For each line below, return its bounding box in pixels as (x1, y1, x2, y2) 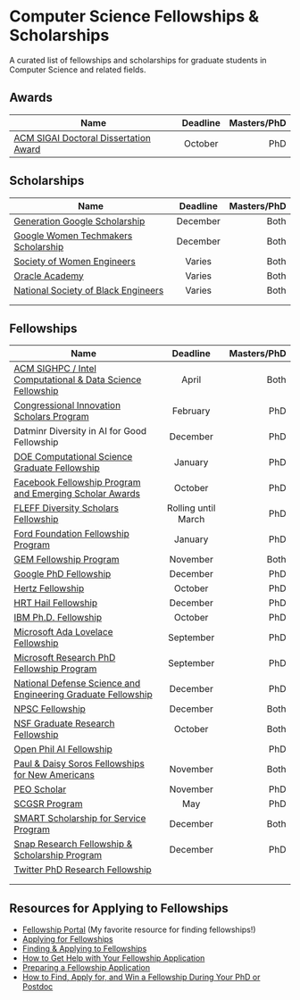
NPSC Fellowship (13, 703, 87, 715)
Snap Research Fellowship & (13, 837, 133, 850)
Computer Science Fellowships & (9, 6, 260, 27)
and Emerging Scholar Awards (13, 487, 141, 500)
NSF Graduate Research (13, 717, 115, 729)
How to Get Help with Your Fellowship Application (21, 953, 205, 963)
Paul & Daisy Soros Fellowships (13, 757, 145, 770)
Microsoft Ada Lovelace (13, 626, 113, 638)
